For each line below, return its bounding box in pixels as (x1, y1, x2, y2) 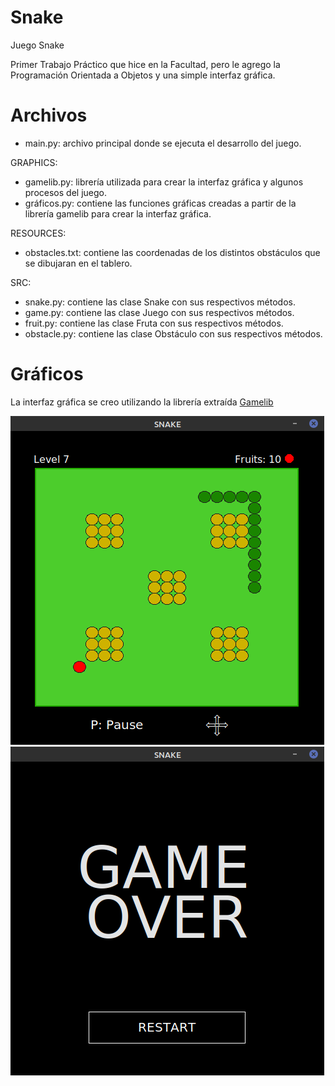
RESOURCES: (10, 227, 67, 239)
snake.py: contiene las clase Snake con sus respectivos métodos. (24, 296, 296, 308)
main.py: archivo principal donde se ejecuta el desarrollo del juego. (24, 137, 302, 149)
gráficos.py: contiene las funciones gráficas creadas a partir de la (24, 197, 297, 209)
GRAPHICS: (10, 156, 58, 168)
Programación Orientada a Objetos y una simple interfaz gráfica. (10, 69, 276, 81)
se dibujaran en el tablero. (24, 257, 133, 269)
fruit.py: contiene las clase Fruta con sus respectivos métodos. (24, 317, 284, 329)
